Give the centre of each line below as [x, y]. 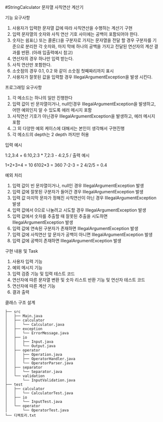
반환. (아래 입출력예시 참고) [47, 52]
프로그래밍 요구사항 [23, 87]
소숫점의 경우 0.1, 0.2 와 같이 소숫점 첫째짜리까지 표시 [63, 71]
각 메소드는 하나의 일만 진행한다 [42, 98]
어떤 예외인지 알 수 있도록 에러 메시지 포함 [52, 110]
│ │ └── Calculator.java [35, 325]
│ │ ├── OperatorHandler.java [40, 359]
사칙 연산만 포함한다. [32, 65]
